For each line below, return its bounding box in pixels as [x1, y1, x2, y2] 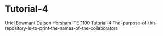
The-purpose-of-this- [112, 20, 158, 26]
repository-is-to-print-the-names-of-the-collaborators [5, 25, 118, 31]
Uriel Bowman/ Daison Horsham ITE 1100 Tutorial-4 [5, 20, 112, 26]
